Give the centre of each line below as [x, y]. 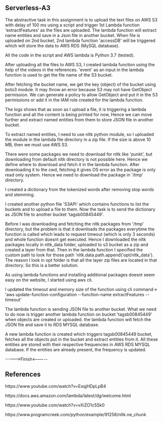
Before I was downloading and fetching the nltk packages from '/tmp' [75, 224]
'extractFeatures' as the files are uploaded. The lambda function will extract [81, 30]
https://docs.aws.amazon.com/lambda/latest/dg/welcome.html [68, 395]
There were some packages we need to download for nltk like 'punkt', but [79, 154]
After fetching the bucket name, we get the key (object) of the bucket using [81, 84]
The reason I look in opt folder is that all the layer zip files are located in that [81, 260]
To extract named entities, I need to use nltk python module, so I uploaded [80, 134]
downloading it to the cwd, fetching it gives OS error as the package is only [80, 170]
